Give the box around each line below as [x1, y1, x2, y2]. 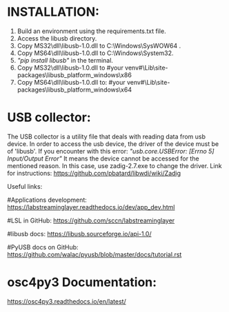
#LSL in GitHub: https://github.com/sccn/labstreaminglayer [7, 216, 175, 225]
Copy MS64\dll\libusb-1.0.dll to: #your [17, 78, 126, 86]
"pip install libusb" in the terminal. [17, 56, 114, 64]
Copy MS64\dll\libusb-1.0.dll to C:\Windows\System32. [17, 49, 174, 57]
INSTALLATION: [7, 4, 100, 20]
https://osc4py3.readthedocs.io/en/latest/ [7, 297, 126, 305]
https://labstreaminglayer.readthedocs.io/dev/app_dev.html [7, 202, 175, 211]
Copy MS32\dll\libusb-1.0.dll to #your [17, 63, 124, 72]
